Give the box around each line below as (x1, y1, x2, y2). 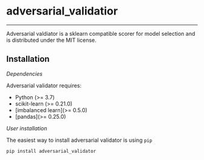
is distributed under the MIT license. (6, 36, 97, 44)
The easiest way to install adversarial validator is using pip (6, 136, 153, 144)
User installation (6, 124, 47, 132)
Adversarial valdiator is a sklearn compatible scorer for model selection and (6, 30, 195, 37)
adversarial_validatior (6, 4, 118, 18)
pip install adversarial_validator (6, 148, 97, 154)
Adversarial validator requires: (6, 82, 82, 89)
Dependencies (6, 70, 42, 77)
